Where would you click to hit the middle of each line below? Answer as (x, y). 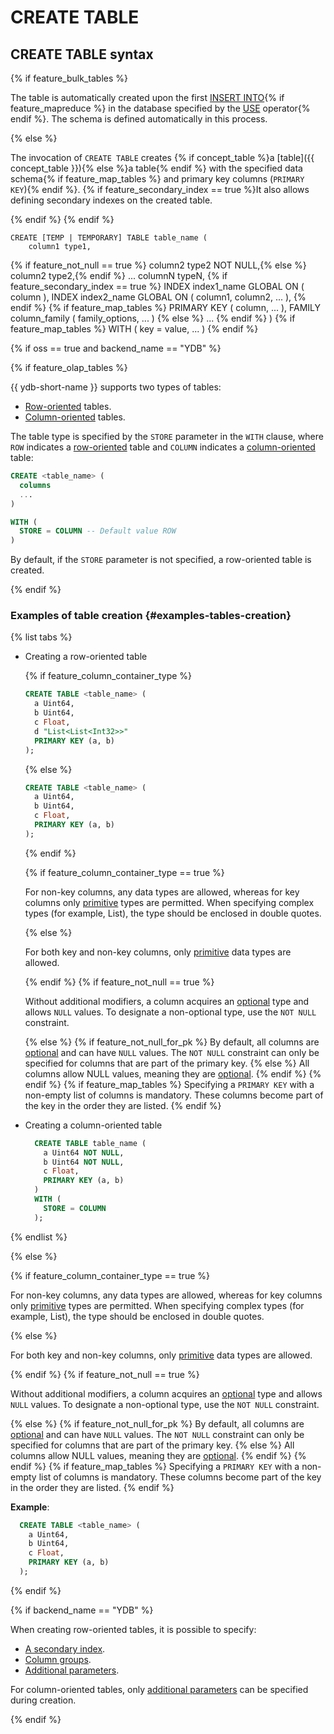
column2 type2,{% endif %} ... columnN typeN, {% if (119, 275)
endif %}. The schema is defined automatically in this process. (139, 119)
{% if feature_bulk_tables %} (69, 78)
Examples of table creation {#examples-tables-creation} (151, 616)
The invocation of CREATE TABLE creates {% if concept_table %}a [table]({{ (162, 157)
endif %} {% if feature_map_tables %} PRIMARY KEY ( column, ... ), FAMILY (165, 307)
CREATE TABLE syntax (82, 54)
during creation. (43, 1700)
